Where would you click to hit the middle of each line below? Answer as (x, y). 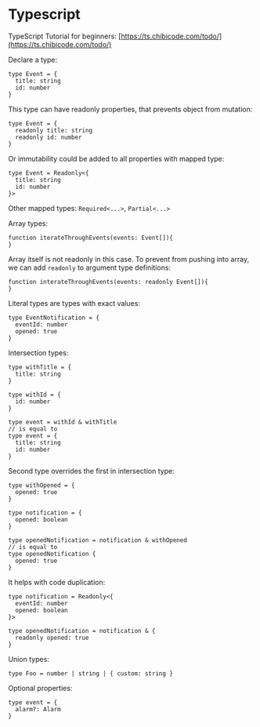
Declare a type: (32, 60)
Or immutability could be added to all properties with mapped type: (116, 158)
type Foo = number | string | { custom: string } (91, 673)
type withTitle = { (40, 367)
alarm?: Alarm (38, 709)
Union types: (29, 659)
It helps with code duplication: (57, 582)
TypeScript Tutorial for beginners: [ (65, 36)
